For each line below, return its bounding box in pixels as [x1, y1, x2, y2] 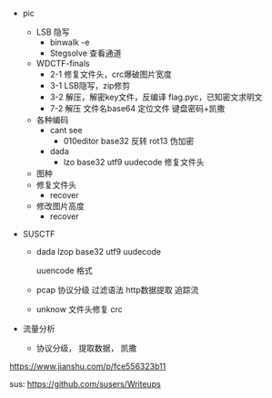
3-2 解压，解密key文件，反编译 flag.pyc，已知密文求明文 [49, 91, 263, 102]
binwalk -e [49, 37, 90, 47]
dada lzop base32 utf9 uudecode [35, 246, 162, 257]
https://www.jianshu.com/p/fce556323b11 [9, 361, 166, 372]
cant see [49, 125, 83, 135]
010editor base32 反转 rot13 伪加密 [63, 136, 195, 146]
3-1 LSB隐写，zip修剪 [49, 80, 130, 90]
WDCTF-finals [35, 58, 90, 68]
